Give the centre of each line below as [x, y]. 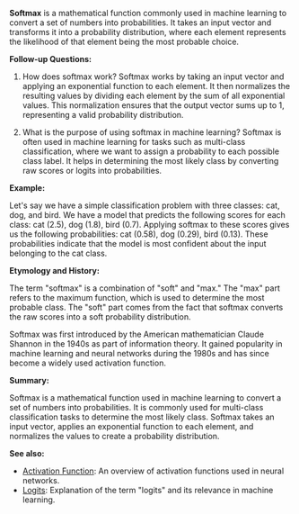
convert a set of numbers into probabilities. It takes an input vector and [141, 23]
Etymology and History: [55, 271]
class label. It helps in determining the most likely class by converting [150, 161]
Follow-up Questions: [51, 59]
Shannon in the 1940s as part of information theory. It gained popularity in [146, 344]
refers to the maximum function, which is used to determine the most [137, 298]
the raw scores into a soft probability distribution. [100, 317]
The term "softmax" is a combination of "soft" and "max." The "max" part [145, 288]
